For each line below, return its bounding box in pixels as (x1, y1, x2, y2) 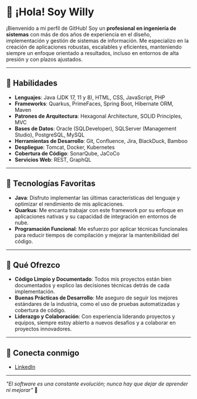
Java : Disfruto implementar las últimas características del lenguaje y (14, 194, 180, 201)
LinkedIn (14, 363, 36, 371)
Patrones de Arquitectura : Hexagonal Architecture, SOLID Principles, (14, 112, 183, 120)
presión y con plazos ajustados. (6, 56, 83, 63)
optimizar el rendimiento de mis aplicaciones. (14, 200, 124, 207)
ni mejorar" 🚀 (6, 387, 38, 394)
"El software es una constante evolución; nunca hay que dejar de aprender (6, 380, 189, 387)
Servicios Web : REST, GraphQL (14, 156, 92, 163)
